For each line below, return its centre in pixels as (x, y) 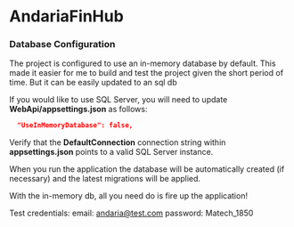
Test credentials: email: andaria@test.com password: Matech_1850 (131, 213)
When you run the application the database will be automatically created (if (147, 169)
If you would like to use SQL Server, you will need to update (118, 100)
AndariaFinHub (67, 16)
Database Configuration (62, 45)
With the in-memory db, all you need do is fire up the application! (128, 196)
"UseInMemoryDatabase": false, (75, 126)
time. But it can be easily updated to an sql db (93, 83)
